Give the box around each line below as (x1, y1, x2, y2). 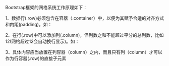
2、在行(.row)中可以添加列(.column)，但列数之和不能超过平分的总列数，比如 (5, 32, 164, 38)
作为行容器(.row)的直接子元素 (5, 55, 67, 61)
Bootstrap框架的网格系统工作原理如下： (5, 5, 88, 10)
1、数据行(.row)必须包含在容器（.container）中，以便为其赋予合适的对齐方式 (5, 15, 164, 21)
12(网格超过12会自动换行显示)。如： (5, 38, 80, 44)
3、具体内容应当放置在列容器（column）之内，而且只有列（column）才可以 (5, 49, 162, 55)
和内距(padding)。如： (5, 22, 52, 27)
